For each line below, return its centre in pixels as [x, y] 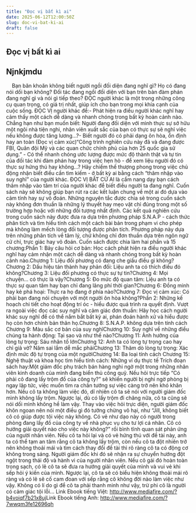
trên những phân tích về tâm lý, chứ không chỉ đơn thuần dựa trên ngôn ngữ [97, 236]
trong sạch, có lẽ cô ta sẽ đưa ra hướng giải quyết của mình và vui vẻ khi [93, 467]
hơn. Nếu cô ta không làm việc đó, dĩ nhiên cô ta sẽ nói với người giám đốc [96, 392]
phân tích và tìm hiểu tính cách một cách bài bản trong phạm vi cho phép [94, 223]
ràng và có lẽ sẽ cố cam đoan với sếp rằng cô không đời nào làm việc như [95, 479]
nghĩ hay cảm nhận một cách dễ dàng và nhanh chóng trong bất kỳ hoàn [94, 254]
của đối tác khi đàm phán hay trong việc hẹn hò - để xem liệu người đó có [95, 161]
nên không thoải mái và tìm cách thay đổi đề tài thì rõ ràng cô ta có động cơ [97, 448]
